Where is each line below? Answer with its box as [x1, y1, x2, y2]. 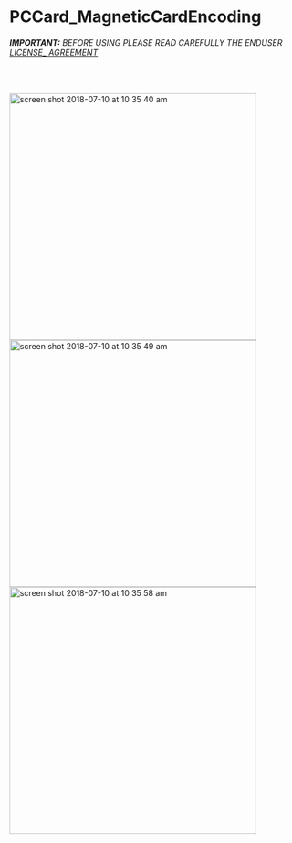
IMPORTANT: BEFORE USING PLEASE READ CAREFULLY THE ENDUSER [9, 37, 283, 48]
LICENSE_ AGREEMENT [9, 47, 99, 58]
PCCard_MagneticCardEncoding [9, 6, 262, 27]
